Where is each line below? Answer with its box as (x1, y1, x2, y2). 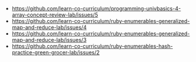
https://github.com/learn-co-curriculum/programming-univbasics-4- (11, 5, 181, 12)
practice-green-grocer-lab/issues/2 (11, 49, 100, 56)
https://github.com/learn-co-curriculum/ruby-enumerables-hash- (11, 43, 173, 50)
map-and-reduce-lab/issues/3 (11, 37, 87, 43)
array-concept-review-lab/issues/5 (11, 11, 98, 18)
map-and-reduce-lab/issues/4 (11, 24, 87, 31)
